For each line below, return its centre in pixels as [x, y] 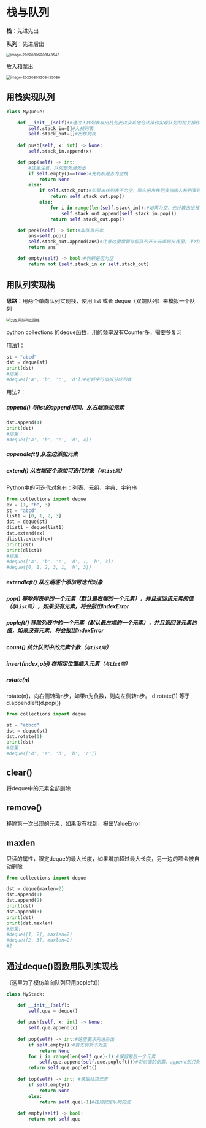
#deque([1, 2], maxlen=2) [39, 935]
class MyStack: [26, 994]
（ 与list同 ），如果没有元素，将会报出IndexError [68, 606]
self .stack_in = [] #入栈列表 [61, 128]
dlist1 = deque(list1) [35, 528]
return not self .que [55, 1119]
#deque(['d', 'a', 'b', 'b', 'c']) [52, 754]
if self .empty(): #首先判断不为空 [68, 1045]
